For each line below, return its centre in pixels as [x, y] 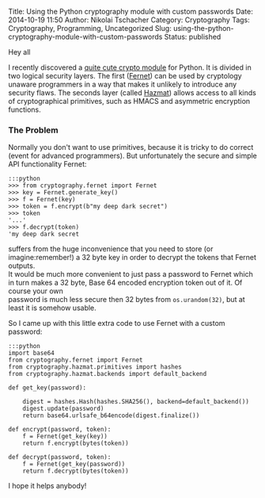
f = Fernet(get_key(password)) [74, 464]
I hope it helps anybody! [47, 486]
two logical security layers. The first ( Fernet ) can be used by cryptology [125, 76]
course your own [36, 291]
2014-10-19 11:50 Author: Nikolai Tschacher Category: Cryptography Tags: [129, 20]
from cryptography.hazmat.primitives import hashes [95, 367]
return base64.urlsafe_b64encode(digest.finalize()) [111, 416]
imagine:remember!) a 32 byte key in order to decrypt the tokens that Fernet [132, 258]
